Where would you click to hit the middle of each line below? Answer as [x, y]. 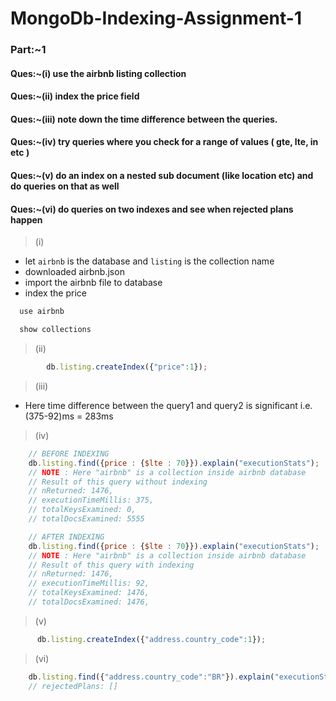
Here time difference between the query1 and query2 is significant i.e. [168, 405]
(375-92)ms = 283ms [69, 416]
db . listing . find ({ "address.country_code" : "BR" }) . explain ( [151, 677]
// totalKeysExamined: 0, [82, 510]
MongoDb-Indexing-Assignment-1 [156, 18]
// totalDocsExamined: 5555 [86, 519]
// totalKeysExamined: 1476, [89, 593]
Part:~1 [28, 50]
